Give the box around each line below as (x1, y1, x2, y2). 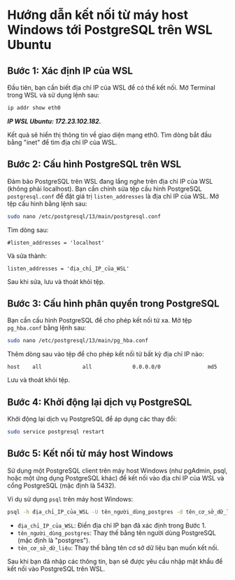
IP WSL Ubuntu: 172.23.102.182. (7, 116, 101, 126)
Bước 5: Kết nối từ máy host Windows (7, 447, 173, 459)
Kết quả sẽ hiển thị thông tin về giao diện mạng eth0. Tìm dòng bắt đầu (7, 130, 212, 139)
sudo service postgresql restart (7, 429, 105, 436)
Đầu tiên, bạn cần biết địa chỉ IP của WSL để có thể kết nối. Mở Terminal (7, 83, 215, 91)
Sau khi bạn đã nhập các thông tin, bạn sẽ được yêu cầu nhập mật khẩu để (7, 557, 223, 565)
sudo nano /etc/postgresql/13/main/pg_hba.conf (7, 337, 149, 344)
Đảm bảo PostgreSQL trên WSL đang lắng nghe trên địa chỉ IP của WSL (7, 177, 213, 185)
